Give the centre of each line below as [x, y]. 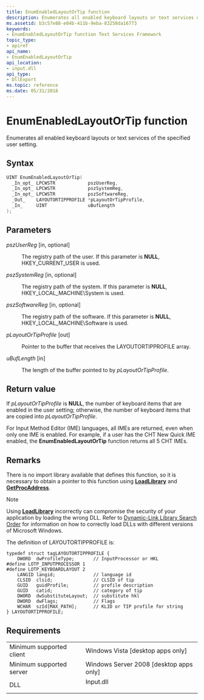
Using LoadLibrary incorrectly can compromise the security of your [91, 511]
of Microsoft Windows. [35, 531]
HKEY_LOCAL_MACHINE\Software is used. [75, 323]
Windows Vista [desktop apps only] [136, 651]
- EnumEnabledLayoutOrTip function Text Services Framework [84, 35]
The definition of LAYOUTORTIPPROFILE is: [61, 542]
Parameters [29, 230]
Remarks [24, 460]
